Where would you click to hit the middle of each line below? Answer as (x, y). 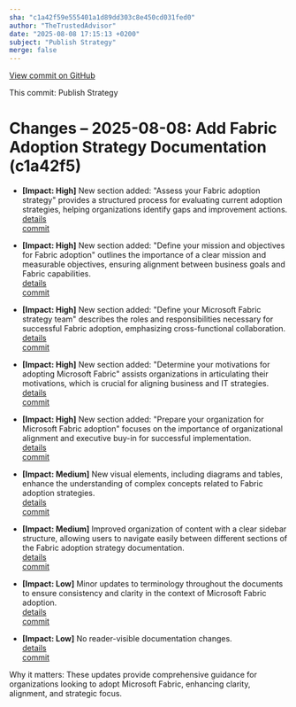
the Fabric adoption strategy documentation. (103, 548)
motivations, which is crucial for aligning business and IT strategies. (145, 384)
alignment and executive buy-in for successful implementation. (137, 439)
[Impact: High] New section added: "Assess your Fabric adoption (141, 190)
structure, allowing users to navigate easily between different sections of (155, 539)
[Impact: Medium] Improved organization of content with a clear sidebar (154, 529)
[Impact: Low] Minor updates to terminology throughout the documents (152, 584)
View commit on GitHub (52, 75)
